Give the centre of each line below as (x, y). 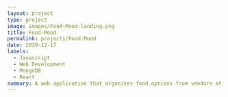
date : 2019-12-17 (32, 45)
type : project (27, 20)
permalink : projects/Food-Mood (52, 39)
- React (24, 77)
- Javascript (32, 58)
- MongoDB (27, 70)
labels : (18, 52)
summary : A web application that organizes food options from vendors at (115, 83)
